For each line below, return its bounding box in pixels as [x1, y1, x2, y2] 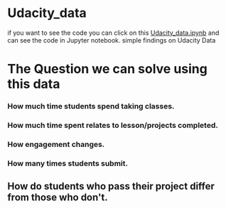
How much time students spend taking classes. [7, 102, 175, 111]
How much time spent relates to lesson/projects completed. [7, 120, 218, 130]
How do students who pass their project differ [7, 180, 215, 192]
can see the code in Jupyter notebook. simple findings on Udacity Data [7, 35, 216, 44]
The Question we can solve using [7, 61, 208, 77]
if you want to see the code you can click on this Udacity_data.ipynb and [7, 28, 220, 37]
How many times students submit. [7, 158, 128, 168]
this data [7, 76, 60, 92]
